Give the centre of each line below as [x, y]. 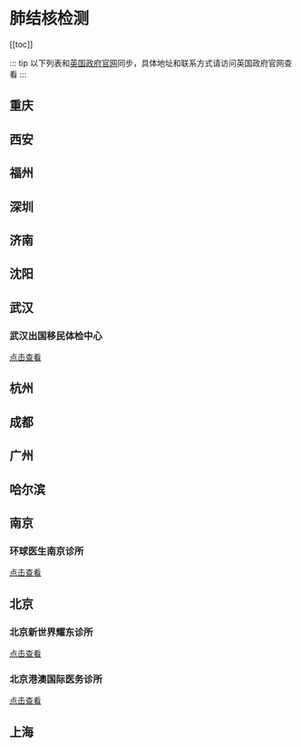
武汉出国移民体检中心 [56, 335]
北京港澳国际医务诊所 [56, 679]
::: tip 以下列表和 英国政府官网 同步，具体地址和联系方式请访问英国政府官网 [147, 63]
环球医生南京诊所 [47, 551]
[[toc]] [21, 44]
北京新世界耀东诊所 [51, 632]
